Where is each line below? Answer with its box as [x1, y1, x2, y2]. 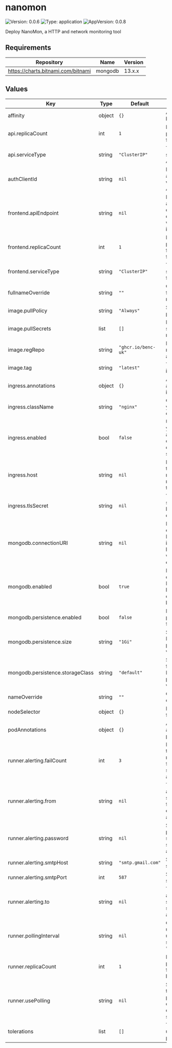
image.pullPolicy [8, 307, 48, 314]
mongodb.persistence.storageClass [8, 669, 94, 676]
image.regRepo [8, 346, 45, 353]
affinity [8, 112, 25, 119]
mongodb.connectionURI [8, 539, 68, 546]
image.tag [8, 364, 32, 371]
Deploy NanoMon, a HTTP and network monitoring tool [5, 28, 121, 34]
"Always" [118, 308, 140, 313]
